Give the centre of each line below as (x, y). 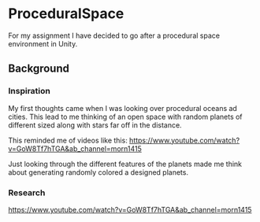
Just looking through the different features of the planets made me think (125, 164)
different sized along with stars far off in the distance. (95, 125)
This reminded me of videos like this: (68, 140)
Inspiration (30, 91)
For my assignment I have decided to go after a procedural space (114, 35)
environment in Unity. (43, 43)
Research (27, 192)
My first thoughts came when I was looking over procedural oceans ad (123, 108)
